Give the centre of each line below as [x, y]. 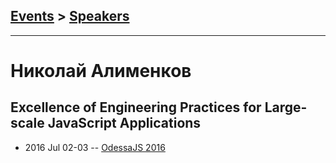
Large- [286, 107]
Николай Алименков [101, 71]
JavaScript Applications [124, 123]
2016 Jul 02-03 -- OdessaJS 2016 [95, 147]
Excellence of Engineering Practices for [136, 107]
